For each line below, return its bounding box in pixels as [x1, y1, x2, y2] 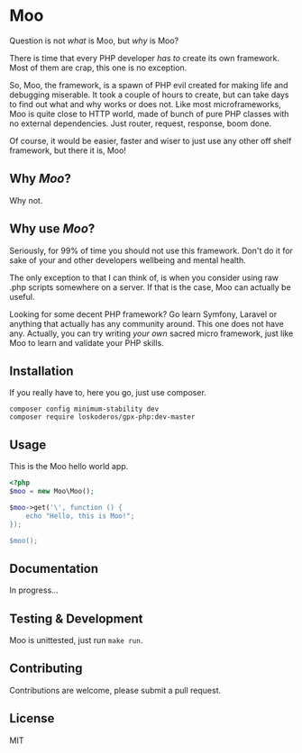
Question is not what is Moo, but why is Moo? [9, 35, 179, 46]
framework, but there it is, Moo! [9, 145, 126, 156]
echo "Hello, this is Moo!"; [25, 511, 135, 521]
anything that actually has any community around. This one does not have [9, 318, 284, 329]
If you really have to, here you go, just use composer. [9, 387, 207, 398]
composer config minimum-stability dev [9, 404, 160, 414]
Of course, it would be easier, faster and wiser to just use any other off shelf [9, 135, 292, 146]
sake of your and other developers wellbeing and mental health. [9, 254, 246, 266]
